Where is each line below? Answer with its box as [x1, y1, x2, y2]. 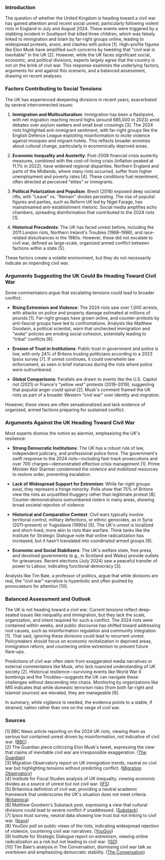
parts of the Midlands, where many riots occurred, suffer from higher [12, 168, 153, 174]
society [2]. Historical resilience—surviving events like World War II [5, 669, 141, 675]
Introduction [5, 4, 35, 11]
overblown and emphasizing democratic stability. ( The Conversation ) [5, 849, 145, 855]
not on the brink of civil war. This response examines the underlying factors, [5, 62, 160, 68]
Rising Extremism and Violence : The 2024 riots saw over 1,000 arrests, [12, 304, 159, 310]
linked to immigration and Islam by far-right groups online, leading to [5, 36, 144, 42]
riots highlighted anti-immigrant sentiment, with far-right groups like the [12, 127, 158, 133]
